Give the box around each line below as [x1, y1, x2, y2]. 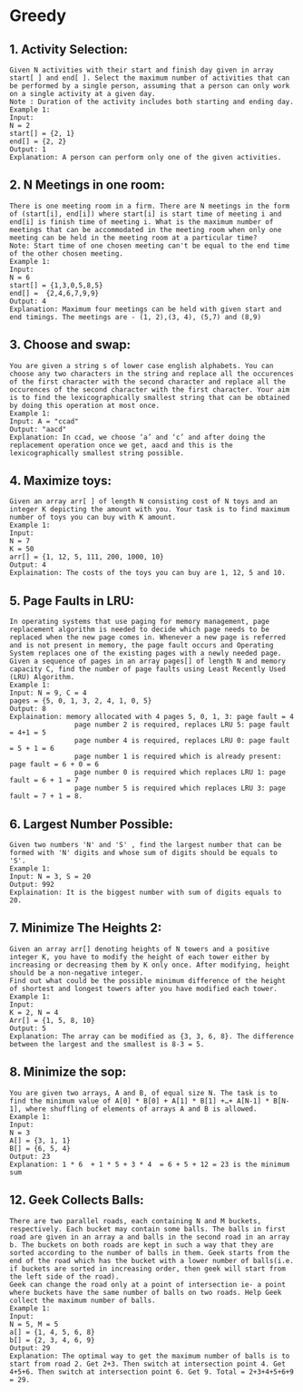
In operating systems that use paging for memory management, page [9, 618, 270, 627]
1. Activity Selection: [9, 42, 129, 57]
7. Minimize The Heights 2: [9, 920, 162, 936]
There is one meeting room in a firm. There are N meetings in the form [9, 201, 290, 210]
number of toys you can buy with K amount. [9, 513, 177, 522]
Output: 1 [9, 145, 47, 154]
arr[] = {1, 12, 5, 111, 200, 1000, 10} [9, 552, 165, 562]
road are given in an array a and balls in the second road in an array [9, 1232, 290, 1241]
